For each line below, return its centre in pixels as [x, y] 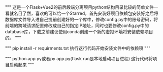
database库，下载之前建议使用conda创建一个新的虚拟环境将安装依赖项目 [79, 32]
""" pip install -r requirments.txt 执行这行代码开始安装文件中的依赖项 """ [78, 48]
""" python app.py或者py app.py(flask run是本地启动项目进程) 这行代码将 [79, 59]
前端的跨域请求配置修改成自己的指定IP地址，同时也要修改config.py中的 [77, 25]
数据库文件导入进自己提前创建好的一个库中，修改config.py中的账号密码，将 [82, 19]
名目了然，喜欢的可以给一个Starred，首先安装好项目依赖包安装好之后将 [86, 13]
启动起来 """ [22, 65]
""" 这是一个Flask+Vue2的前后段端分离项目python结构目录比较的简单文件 [80, 7]
